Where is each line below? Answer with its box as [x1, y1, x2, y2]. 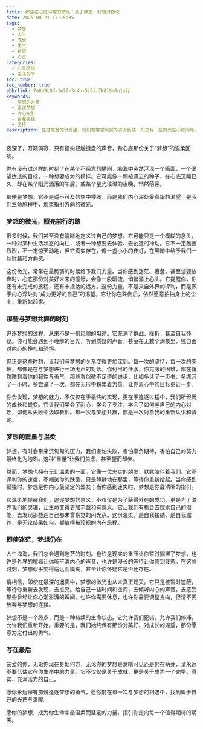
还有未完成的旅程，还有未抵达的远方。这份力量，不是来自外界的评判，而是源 [6, 283, 197, 290]
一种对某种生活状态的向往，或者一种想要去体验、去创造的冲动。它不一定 [6, 240, 186, 247]
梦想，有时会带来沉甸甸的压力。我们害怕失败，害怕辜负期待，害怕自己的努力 [6, 447, 197, 454]
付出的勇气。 [22, 629, 54, 636]
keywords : [6, 93, 31, 99]
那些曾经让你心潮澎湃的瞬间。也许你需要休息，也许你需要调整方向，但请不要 [6, 593, 197, 601]
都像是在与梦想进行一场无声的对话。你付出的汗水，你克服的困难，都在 [16, 365, 192, 373]
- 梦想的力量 [11, 99, 40, 105]
